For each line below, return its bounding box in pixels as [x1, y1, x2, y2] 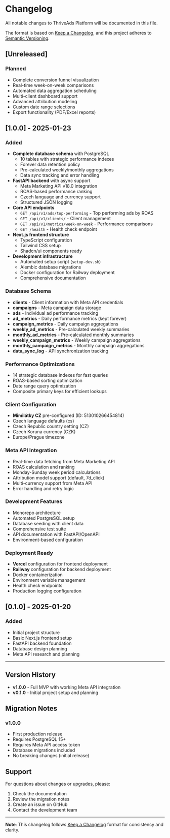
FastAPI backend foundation [12, 640, 72, 646]
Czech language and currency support [20, 194, 101, 200]
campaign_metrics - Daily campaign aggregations [12, 321, 119, 327]
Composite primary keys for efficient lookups [12, 388, 107, 394]
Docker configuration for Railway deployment [20, 270, 115, 276]
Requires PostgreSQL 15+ [12, 736, 66, 742]
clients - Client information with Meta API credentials [12, 299, 123, 305]
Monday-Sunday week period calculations [12, 469, 101, 475]
